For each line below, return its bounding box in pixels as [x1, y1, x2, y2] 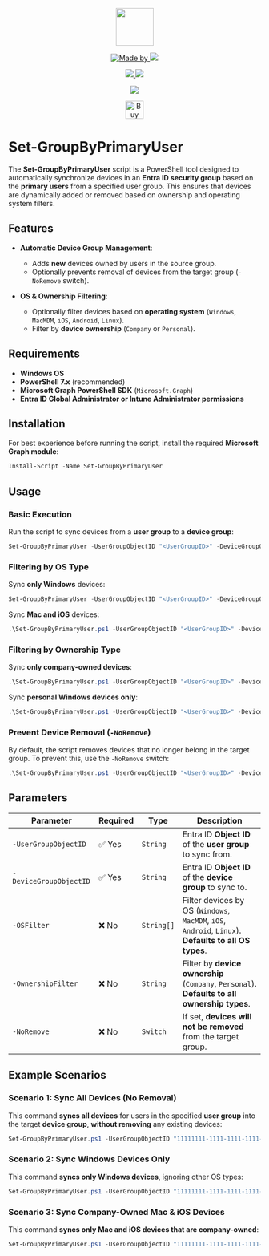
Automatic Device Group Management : [19, 243, 153, 253]
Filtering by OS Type [8, 561, 90, 573]
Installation [8, 417, 66, 431]
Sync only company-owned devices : [8, 662, 132, 672]
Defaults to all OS [182, 934, 251, 946]
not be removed [182, 1021, 244, 1032]
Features [8, 221, 54, 236]
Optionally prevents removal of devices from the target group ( [31, 267, 239, 277]
